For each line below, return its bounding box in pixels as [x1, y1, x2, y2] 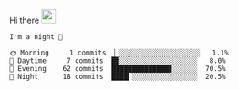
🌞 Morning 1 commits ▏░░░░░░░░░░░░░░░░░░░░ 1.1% [9, 48, 230, 57]
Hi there [9, 15, 39, 25]
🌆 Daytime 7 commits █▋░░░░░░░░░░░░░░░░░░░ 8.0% [9, 56, 226, 65]
